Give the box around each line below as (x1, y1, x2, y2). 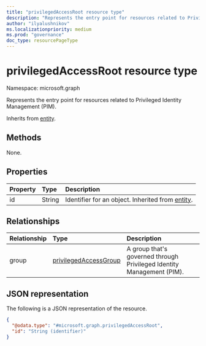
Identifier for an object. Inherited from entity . (65, 195, 193, 203)
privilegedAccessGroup (52, 256, 121, 265)
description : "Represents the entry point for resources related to (6, 15, 185, 21)
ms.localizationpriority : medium (6, 26, 92, 33)
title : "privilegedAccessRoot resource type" (6, 9, 124, 15)
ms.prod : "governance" (6, 32, 64, 38)
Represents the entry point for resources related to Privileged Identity (6, 96, 182, 103)
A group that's (126, 245, 167, 253)
